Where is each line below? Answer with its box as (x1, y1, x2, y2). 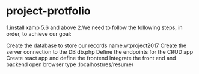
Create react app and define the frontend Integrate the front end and (6, 54, 176, 61)
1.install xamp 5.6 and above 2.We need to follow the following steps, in (6, 24, 183, 31)
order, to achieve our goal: (6, 30, 72, 37)
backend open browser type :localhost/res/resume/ (6, 61, 134, 68)
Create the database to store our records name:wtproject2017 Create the (6, 42, 187, 49)
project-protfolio (6, 4, 91, 18)
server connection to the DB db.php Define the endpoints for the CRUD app (6, 48, 194, 55)
